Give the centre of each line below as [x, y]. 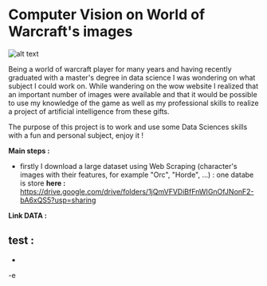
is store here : [43, 183]
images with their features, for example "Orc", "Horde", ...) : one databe [137, 174]
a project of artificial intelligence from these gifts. [89, 111]
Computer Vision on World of [107, 15]
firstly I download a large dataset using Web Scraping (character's [128, 166]
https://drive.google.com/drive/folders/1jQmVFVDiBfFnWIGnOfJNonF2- [137, 191]
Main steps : [29, 151]
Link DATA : [28, 215]
